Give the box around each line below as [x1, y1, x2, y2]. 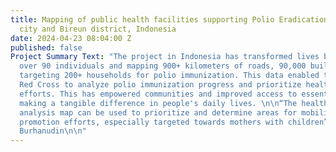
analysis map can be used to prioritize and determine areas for [19, 107, 298, 118]
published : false [10, 42, 83, 53]
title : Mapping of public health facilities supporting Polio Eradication [10, 14, 329, 25]
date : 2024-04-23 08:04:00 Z [10, 33, 132, 43]
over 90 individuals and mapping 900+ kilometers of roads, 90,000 [19, 61, 307, 71]
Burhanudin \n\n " [19, 126, 87, 136]
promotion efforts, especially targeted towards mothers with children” [19, 117, 329, 127]
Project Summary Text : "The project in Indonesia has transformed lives [10, 52, 320, 62]
